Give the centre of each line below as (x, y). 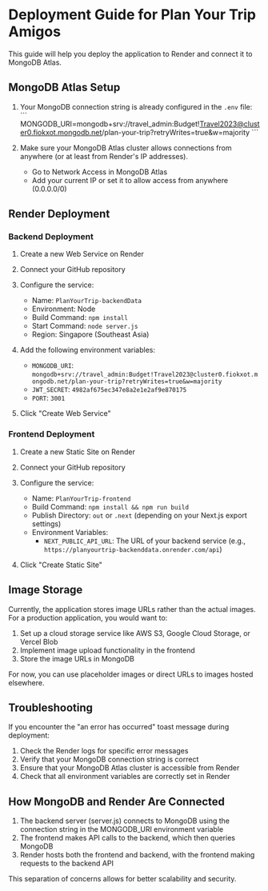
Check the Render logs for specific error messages (104, 751)
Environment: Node (64, 309)
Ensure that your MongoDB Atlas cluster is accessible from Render (130, 768)
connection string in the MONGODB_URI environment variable (122, 829)
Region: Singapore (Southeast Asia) (90, 334)
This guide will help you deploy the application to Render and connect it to (130, 54)
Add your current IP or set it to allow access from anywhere (130, 180)
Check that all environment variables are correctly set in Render (125, 777)
